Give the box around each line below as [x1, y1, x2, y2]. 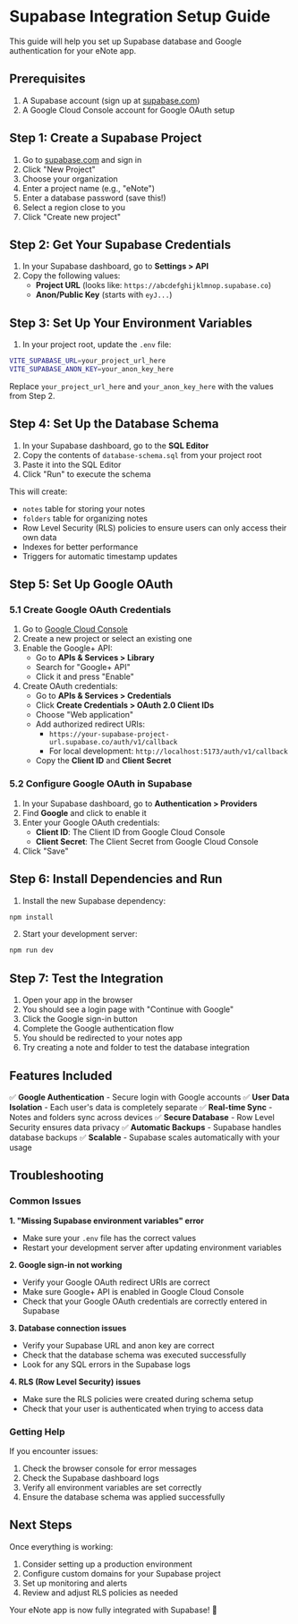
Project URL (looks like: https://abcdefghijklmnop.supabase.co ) [35, 280, 272, 291]
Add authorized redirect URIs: [35, 718, 146, 730]
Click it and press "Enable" [35, 671, 134, 682]
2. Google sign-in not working [9, 1259, 123, 1270]
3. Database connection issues [9, 1322, 127, 1333]
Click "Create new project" [21, 211, 122, 222]
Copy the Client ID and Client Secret [35, 755, 172, 766]
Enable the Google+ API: [21, 642, 114, 654]
